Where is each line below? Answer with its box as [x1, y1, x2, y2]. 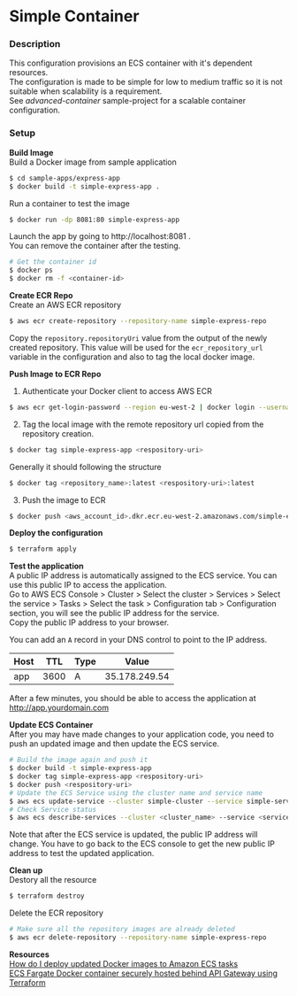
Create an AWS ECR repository [9, 299, 122, 311]
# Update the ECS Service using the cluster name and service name [9, 788, 263, 798]
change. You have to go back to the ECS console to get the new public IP [9, 838, 276, 849]
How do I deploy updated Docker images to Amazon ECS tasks [9, 958, 239, 969]
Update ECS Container [9, 720, 94, 730]
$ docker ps [9, 266, 53, 275]
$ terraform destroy [9, 892, 86, 900]
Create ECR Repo [9, 290, 73, 301]
